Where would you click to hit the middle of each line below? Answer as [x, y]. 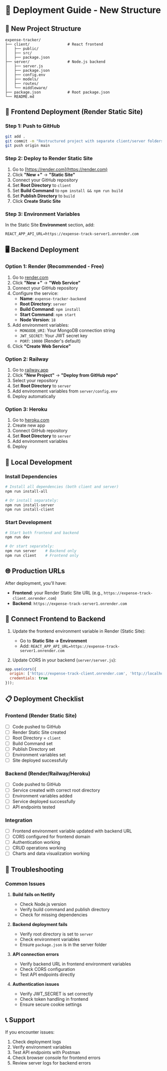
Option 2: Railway [27, 359]
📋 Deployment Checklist [44, 699]
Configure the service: [35, 293]
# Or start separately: [30, 546]
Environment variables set [39, 755]
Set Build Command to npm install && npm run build [68, 190]
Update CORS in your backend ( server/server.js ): [64, 660]
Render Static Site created [39, 732]
